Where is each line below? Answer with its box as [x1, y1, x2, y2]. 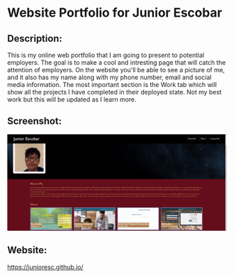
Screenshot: [7, 115, 62, 127]
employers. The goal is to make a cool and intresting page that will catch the [7, 58, 226, 67]
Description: [7, 33, 63, 44]
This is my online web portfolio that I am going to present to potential [7, 51, 205, 59]
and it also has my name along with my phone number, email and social [7, 73, 212, 81]
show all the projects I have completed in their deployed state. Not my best [7, 88, 222, 96]
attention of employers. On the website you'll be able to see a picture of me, [7, 66, 225, 74]
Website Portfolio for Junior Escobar [7, 5, 223, 21]
